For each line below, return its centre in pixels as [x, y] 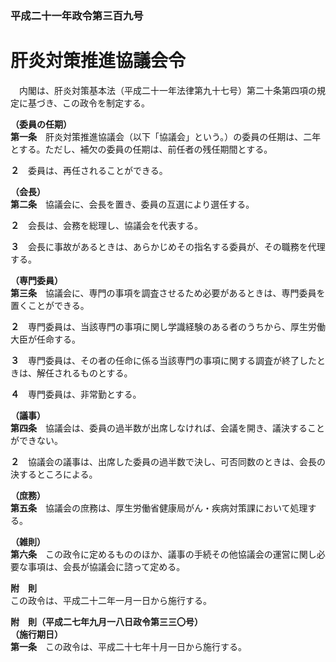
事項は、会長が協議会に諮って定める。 [106, 566]
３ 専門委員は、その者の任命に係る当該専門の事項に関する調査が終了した [163, 360]
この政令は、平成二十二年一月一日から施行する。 [111, 600]
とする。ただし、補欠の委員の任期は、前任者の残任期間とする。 [141, 149]
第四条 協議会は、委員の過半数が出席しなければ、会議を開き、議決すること [168, 428]
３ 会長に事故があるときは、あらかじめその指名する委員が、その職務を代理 [168, 246]
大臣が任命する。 [45, 339]
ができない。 [36, 440]
